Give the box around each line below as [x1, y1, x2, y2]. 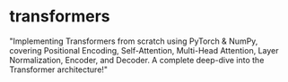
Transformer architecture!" [9, 64, 109, 75]
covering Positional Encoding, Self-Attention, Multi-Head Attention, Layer [9, 45, 279, 55]
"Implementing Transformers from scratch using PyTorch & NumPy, [9, 36, 258, 46]
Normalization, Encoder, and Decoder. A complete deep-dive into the [9, 54, 265, 65]
